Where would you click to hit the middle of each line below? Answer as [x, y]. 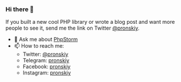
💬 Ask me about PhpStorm [46, 40]
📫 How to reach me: [39, 46]
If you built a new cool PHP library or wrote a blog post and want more [90, 22]
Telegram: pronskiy [46, 60]
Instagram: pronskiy [47, 73]
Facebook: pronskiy [47, 67]
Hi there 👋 [20, 9]
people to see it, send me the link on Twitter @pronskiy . [73, 28]
